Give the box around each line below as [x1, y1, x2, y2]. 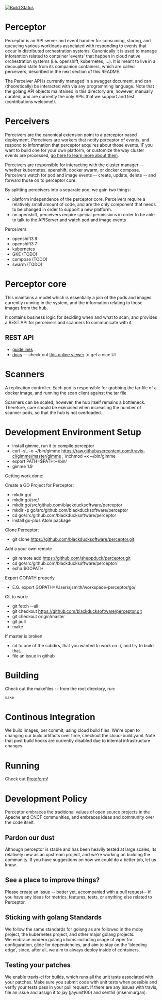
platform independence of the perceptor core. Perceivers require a [12, 196, 146, 202]
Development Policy [5, 793, 88, 804]
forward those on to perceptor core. [5, 177, 77, 183]
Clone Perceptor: [5, 527, 39, 533]
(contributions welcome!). [5, 99, 57, 104]
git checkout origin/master [12, 613, 65, 619]
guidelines [12, 346, 33, 352]
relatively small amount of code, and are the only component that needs [12, 201, 156, 207]
